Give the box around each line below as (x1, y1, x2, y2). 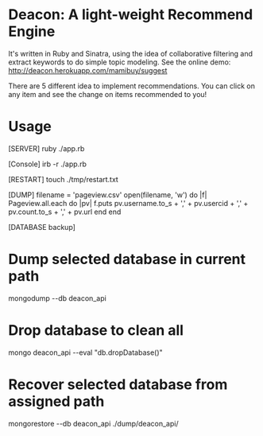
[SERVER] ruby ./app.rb (8, 143, 85, 153)
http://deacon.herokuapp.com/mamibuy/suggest (8, 65, 168, 75)
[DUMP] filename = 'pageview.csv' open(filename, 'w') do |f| (8, 189, 207, 200)
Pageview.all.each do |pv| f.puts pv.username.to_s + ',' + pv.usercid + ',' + (8, 198, 249, 208)
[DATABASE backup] (8, 222, 75, 232)
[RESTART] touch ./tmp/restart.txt (8, 174, 119, 184)
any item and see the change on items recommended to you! (8, 89, 207, 99)
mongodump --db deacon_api (8, 293, 107, 303)
